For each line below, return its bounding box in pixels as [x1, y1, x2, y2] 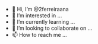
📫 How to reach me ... [11, 32, 67, 38]
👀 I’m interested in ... [11, 12, 62, 19]
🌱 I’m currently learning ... [11, 18, 75, 25]
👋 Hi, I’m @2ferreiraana [11, 6, 69, 12]
